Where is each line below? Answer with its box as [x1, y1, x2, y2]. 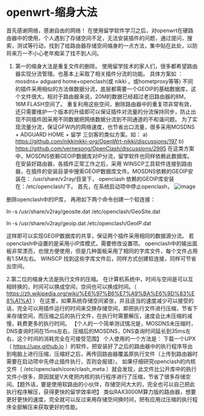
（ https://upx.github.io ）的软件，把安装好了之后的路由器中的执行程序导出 [6, 343, 193, 350]
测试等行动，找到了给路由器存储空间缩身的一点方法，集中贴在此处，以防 [16, 42, 198, 49]
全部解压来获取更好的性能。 [11, 403, 81, 411]
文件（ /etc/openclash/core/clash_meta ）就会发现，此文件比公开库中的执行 [6, 365, 197, 372]
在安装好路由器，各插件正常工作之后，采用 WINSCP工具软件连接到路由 [15, 160, 192, 167]
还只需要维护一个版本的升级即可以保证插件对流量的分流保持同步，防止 [15, 107, 191, 115]
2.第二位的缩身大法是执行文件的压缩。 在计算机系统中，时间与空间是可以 [6, 275, 188, 282]
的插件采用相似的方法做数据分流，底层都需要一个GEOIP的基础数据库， [15, 85, 191, 92]
